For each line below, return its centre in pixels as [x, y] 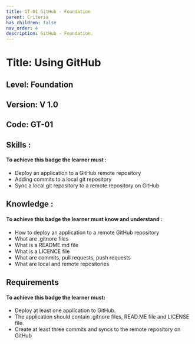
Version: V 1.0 [32, 105]
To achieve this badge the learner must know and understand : [85, 219]
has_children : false [32, 22]
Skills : [19, 145]
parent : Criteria [27, 17]
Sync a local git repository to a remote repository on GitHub [87, 186]
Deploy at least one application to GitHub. [65, 310]
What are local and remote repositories [62, 264]
